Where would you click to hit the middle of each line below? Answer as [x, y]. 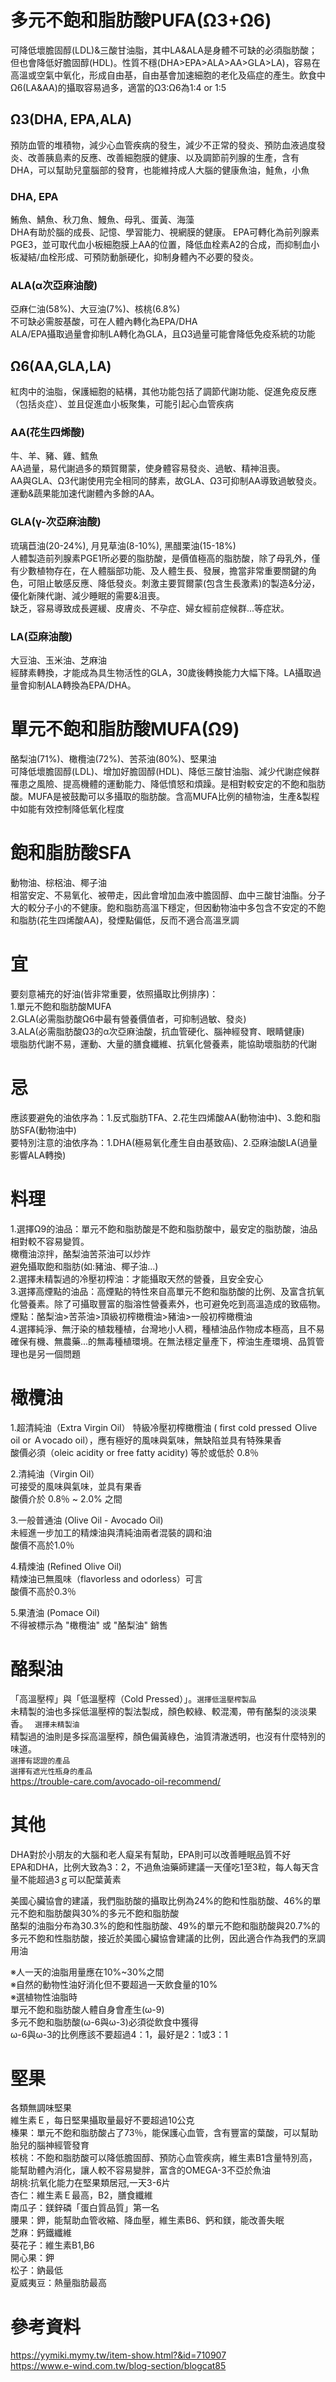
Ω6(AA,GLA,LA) [61, 366]
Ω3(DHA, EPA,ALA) [71, 119]
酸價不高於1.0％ [42, 1545]
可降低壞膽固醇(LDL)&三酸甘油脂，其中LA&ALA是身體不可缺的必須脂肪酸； [164, 50]
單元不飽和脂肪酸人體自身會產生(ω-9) [87, 2009]
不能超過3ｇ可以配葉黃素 [70, 1879]
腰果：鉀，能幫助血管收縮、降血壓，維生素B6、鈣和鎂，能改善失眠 [147, 2220]
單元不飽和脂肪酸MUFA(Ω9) [125, 729]
